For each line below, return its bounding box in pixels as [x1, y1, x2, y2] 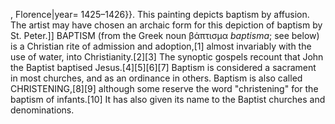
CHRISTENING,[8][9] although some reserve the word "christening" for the [10, 83, 319, 94]
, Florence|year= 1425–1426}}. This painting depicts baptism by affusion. [10, 9, 310, 20]
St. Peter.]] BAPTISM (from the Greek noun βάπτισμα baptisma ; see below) [10, 30, 320, 41]
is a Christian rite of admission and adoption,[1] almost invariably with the [10, 40, 312, 52]
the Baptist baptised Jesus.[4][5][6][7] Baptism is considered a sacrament [10, 62, 317, 73]
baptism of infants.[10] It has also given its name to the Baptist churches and [10, 94, 326, 105]
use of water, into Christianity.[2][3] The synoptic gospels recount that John [10, 51, 324, 63]
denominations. [10, 104, 75, 116]
